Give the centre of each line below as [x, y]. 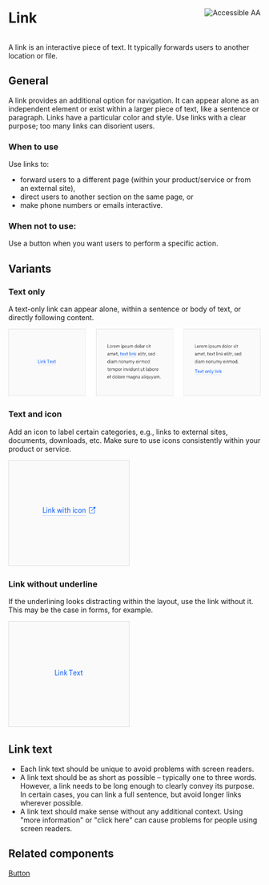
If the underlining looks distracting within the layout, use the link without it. [131, 602]
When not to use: [42, 225]
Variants [30, 268]
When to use [33, 147]
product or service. [40, 449]
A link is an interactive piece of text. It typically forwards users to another [129, 47]
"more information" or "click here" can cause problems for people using [139, 820]
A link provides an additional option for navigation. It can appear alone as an [134, 100]
